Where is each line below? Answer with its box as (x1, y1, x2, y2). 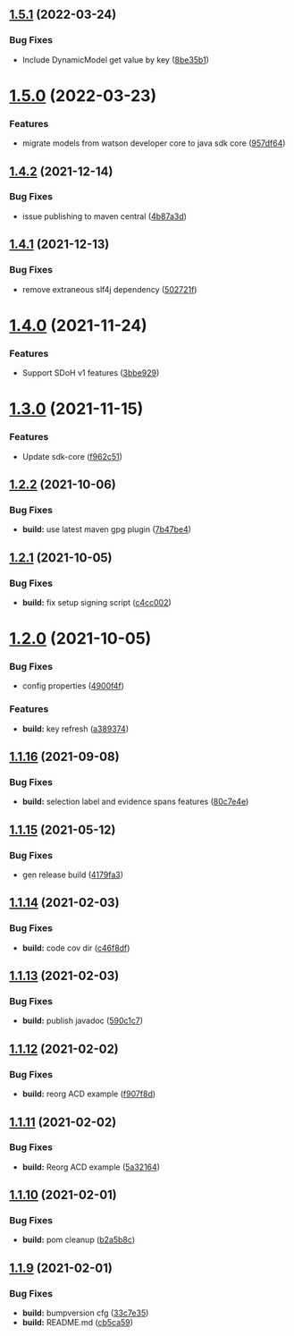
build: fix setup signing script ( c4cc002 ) (21, 596, 172, 607)
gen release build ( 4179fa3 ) (21, 869, 123, 880)
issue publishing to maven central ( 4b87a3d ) (21, 210, 188, 222)
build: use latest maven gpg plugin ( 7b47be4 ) (21, 524, 192, 535)
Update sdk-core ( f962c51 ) (21, 451, 123, 461)
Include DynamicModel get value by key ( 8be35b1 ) (21, 54, 210, 65)
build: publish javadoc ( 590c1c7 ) (21, 1015, 143, 1027)
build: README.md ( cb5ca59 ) (21, 1317, 134, 1328)
